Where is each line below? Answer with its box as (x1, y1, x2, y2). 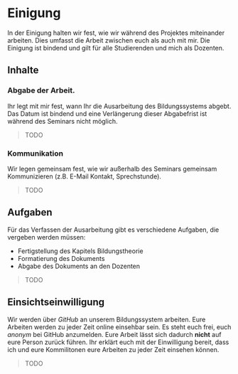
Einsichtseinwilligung (7, 296, 105, 309)
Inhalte (7, 64, 39, 76)
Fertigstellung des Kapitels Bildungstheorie (17, 247, 144, 255)
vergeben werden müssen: (7, 233, 86, 241)
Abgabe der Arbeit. (7, 85, 75, 95)
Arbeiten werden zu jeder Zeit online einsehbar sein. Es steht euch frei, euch (7, 322, 232, 331)
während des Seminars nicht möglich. (7, 117, 118, 125)
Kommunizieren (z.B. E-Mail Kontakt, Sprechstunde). (7, 172, 162, 181)
